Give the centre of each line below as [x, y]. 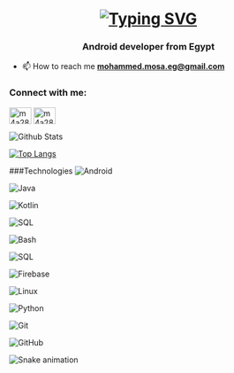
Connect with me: [48, 93]
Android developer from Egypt [148, 47]
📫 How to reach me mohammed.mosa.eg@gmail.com [123, 66]
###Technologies [41, 171]
